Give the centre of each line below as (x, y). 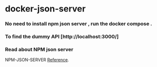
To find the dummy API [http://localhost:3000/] (62, 37)
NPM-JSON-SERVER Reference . (37, 60)
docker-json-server (45, 9)
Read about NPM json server (39, 49)
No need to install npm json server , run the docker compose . (78, 24)
